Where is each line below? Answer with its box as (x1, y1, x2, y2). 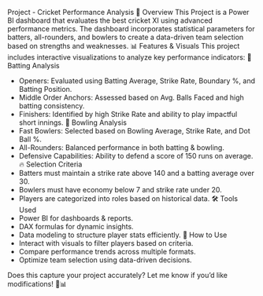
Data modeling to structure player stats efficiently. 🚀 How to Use (18, 230, 228, 239)
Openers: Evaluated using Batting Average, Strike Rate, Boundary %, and (18, 76, 256, 86)
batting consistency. (18, 101, 85, 110)
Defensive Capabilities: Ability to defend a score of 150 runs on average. (18, 152, 254, 160)
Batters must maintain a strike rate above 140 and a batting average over (18, 169, 255, 177)
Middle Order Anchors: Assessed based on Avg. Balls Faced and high (18, 93, 245, 102)
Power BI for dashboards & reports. (18, 214, 134, 223)
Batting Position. (18, 85, 72, 93)
